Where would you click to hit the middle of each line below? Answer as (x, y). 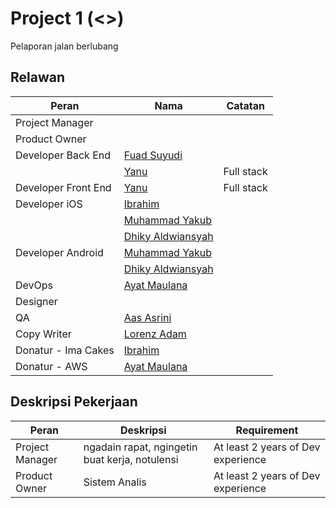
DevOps (34, 285)
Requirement (267, 430)
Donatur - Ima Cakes (65, 350)
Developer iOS (49, 204)
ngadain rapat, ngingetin (140, 447)
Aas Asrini (147, 317)
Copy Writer (43, 334)
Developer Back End (63, 155)
